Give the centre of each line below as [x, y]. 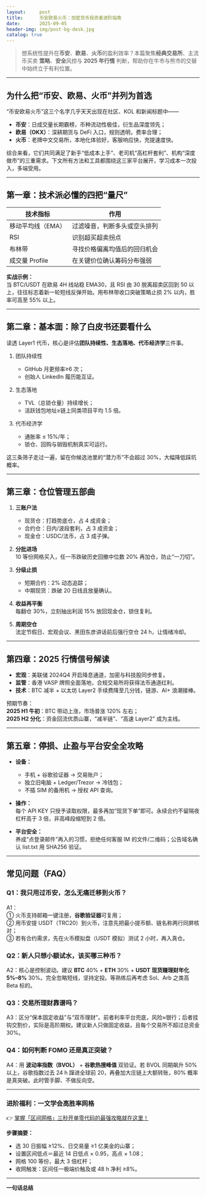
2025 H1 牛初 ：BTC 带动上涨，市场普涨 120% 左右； [73, 711]
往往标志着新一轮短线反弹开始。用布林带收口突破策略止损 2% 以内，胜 [106, 292]
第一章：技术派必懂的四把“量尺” [67, 195]
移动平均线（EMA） [38, 226]
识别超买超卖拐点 [97, 237]
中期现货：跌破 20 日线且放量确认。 [70, 591]
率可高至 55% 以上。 [33, 300]
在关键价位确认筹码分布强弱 [112, 260]
